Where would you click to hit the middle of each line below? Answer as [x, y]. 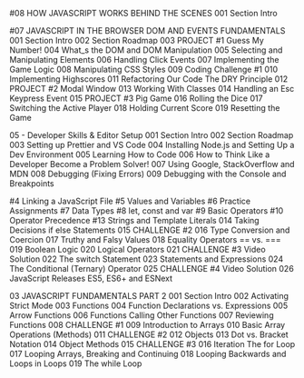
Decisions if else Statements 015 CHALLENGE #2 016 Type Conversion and [150, 230]
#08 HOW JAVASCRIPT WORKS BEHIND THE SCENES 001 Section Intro [144, 13]
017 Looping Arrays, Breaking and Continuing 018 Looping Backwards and [148, 354]
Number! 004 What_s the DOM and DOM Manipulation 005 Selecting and [146, 50]
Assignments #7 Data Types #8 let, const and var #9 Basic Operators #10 [147, 211]
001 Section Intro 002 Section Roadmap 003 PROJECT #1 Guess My [137, 40]
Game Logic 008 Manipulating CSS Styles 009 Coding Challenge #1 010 [144, 69]
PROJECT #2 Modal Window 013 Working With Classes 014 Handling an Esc [152, 89]
